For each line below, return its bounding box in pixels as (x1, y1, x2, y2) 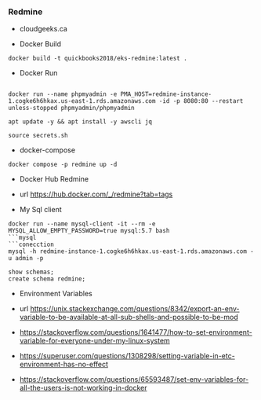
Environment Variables (19, 289, 92, 299)
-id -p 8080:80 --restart (158, 97, 244, 105)
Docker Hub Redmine (19, 174, 89, 184)
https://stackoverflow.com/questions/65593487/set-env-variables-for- (19, 375, 249, 384)
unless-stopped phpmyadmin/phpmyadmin (8, 105, 135, 112)
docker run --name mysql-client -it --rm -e (8, 220, 156, 228)
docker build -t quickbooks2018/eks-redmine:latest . (8, 54, 188, 63)
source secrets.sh (8, 132, 68, 140)
